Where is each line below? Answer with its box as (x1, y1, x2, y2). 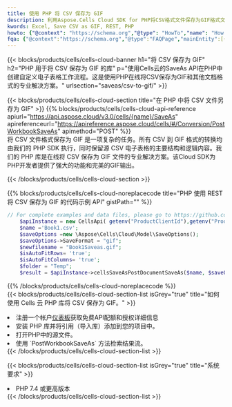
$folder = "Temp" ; (19, 263, 72, 270)
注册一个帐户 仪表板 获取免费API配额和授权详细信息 (16, 313, 159, 321)
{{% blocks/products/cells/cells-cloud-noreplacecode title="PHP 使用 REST (7, 189, 223, 197)
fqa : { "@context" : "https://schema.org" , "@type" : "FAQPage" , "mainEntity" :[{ (7, 36, 227, 43)
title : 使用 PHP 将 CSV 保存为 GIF (7, 10, 104, 17)
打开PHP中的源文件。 (16, 330, 77, 339)
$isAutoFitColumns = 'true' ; (19, 257, 100, 264)
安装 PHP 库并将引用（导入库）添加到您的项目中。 (16, 321, 159, 330)
